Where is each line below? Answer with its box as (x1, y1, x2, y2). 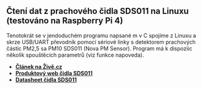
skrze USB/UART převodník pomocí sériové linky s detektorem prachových (6, 38, 196, 46)
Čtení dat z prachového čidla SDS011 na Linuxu (6, 6, 189, 16)
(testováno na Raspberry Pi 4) (6, 16, 123, 26)
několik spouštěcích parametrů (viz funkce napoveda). (6, 51, 144, 59)
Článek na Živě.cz (15, 63, 63, 70)
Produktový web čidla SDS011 (15, 69, 93, 77)
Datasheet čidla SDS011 (15, 76, 77, 83)
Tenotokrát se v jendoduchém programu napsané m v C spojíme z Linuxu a (6, 32, 196, 39)
